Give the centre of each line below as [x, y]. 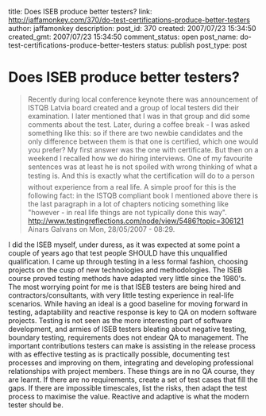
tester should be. [36, 405]
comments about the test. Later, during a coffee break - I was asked [139, 124]
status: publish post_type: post [197, 45]
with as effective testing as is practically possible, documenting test [119, 354]
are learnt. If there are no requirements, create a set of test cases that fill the [133, 379]
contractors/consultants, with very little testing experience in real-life [121, 295]
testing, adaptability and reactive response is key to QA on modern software [133, 312]
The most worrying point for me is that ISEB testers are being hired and [124, 287]
